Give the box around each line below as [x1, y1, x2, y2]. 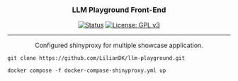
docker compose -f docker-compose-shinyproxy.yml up [7, 67, 166, 75]
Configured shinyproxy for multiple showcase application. [35, 41, 203, 50]
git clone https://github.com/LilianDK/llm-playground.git [7, 55, 186, 62]
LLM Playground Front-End [72, 5, 166, 15]
